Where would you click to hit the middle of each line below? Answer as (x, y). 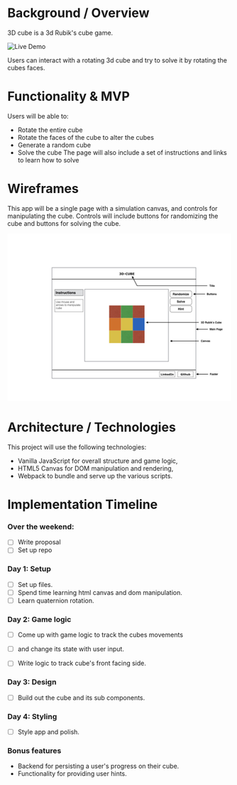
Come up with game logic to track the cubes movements (100, 635)
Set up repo (35, 550)
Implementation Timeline (83, 504)
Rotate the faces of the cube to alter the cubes (86, 137)
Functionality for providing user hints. (72, 774)
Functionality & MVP (68, 97)
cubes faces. (26, 67)
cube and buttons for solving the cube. (64, 223)
